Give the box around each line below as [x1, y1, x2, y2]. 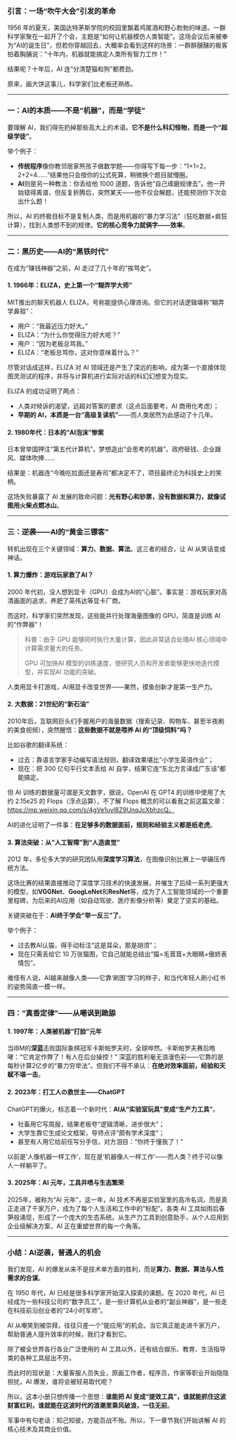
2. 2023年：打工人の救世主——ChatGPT [7, 1088, 125, 1096]
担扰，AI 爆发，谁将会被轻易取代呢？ [7, 1377, 114, 1386]
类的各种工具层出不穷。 [7, 1354, 75, 1362]
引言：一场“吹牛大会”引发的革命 [7, 6, 116, 15]
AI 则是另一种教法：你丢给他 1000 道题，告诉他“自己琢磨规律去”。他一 [17, 179, 220, 188]
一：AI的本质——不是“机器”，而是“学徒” [7, 105, 145, 115]
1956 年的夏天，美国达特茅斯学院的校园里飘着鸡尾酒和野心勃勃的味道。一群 [7, 23, 226, 32]
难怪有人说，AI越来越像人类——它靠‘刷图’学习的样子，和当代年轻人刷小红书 [7, 974, 226, 982]
